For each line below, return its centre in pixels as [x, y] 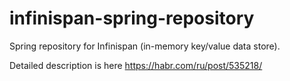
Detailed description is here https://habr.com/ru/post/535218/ [136, 65]
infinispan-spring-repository [132, 18]
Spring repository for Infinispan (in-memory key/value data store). [145, 46]
